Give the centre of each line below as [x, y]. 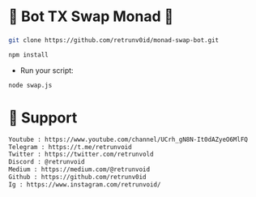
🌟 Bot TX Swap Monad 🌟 [91, 17]
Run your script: [47, 70]
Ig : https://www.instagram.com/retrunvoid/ [85, 184]
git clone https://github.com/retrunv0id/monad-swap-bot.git [114, 41]
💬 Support [43, 118]
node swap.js [30, 85]
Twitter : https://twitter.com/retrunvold [81, 154]
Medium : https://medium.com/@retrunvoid [79, 169]
